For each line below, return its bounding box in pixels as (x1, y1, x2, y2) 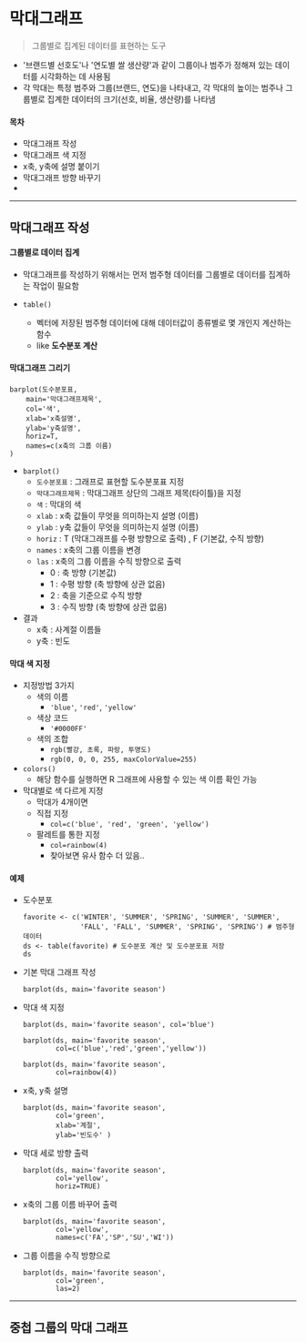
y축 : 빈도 (36, 635, 71, 646)
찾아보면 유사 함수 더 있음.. (49, 850, 145, 861)
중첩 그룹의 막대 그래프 (9, 1319, 129, 1335)
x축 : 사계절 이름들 (36, 624, 102, 635)
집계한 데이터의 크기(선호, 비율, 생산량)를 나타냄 (46, 93, 216, 105)
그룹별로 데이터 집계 (9, 247, 80, 258)
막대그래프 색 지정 (22, 149, 87, 160)
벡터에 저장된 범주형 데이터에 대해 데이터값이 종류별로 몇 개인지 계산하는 (36, 317, 292, 328)
